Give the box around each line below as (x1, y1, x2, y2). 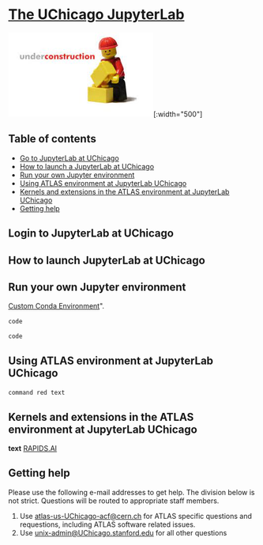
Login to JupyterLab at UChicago (8, 227, 174, 240)
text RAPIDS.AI (8, 443, 58, 452)
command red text (8, 389, 66, 397)
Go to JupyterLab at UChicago (19, 153, 120, 163)
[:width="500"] (153, 109, 203, 119)
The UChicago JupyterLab (8, 6, 185, 24)
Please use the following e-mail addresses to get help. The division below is (8, 487, 255, 497)
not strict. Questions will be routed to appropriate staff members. (8, 496, 220, 505)
